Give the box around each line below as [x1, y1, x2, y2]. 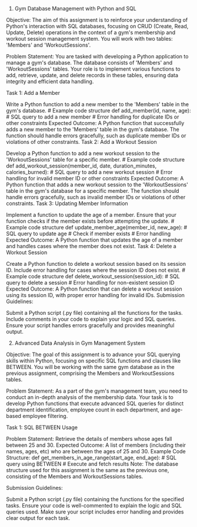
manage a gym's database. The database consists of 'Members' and [6, 59, 173, 66]
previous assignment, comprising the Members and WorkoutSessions [6, 370, 175, 377]
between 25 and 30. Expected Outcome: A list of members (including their [6, 442, 186, 449]
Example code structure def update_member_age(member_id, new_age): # [6, 224, 188, 230]
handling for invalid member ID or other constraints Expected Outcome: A [6, 175, 184, 182]
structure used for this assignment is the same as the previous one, [6, 467, 169, 473]
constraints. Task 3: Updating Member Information [6, 200, 128, 207]
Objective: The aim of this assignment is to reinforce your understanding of [6, 17, 188, 23]
